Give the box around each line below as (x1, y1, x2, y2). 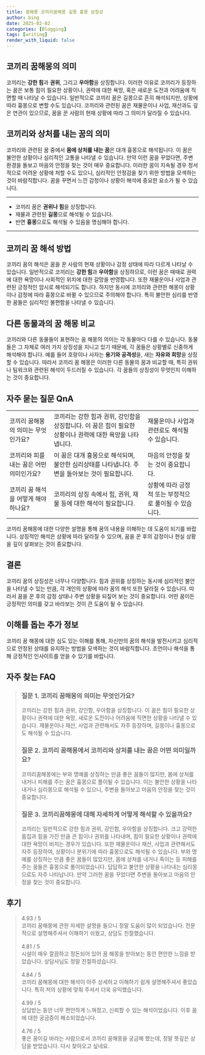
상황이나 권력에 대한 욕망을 (54, 431, 126, 439)
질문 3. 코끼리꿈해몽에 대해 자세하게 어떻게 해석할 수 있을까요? (21, 810, 192, 818)
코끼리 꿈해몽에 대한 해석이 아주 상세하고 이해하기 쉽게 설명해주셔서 (21, 978, 181, 985)
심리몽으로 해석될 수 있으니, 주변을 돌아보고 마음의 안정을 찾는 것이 (37, 785, 196, 793)
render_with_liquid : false (6, 37, 75, 43)
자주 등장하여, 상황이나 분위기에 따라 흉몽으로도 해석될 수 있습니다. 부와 (21, 848, 191, 855)
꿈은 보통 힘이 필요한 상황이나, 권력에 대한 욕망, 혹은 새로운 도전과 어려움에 (12, 86, 190, 93)
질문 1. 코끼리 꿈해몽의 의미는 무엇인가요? (21, 692, 135, 700)
